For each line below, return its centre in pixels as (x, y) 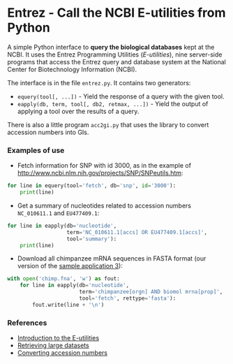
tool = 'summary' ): (92, 239)
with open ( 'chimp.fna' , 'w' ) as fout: (63, 279)
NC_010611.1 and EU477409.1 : (58, 213)
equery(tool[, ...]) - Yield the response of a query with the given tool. (121, 96)
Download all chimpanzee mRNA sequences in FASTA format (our (112, 259)
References (27, 323)
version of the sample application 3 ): (70, 266)
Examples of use (36, 150)
